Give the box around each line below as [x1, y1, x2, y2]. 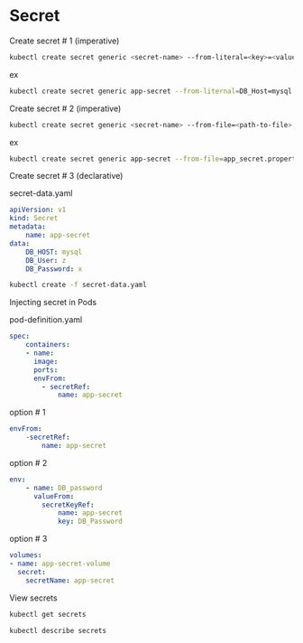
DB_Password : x [25, 264, 83, 274]
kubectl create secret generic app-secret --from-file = [9, 154, 224, 163]
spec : [9, 331, 30, 341]
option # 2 [9, 457, 48, 468]
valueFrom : [32, 491, 75, 501]
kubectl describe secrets [9, 626, 106, 635]
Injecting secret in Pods [9, 297, 97, 308]
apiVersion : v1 [9, 205, 67, 215]
